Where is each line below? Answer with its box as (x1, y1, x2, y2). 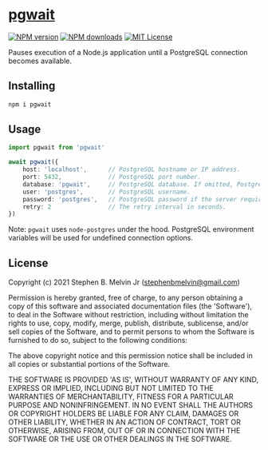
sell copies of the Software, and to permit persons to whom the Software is (8, 327, 255, 337)
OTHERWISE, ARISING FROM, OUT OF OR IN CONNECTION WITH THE (8, 426, 241, 436)
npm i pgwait (8, 100, 52, 109)
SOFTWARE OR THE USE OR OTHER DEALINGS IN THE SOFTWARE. (8, 434, 232, 444)
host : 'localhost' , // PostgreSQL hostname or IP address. (22, 165, 241, 173)
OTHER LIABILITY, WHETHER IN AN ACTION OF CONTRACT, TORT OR (8, 417, 241, 427)
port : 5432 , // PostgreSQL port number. (22, 173, 202, 181)
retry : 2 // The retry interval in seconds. (22, 202, 227, 211)
